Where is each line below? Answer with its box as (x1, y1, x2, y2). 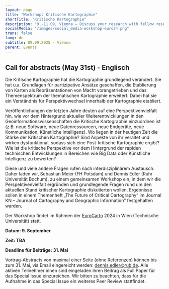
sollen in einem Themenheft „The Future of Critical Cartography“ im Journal (5, 192, 162, 199)
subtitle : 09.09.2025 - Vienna (5, 40, 71, 45)
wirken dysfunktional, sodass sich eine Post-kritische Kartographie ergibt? (5, 140, 159, 146)
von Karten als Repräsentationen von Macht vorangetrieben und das (5, 87, 147, 93)
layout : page (5, 7, 33, 13)
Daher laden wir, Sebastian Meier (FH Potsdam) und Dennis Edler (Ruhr (5, 171, 153, 177)
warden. (5, 203, 23, 209)
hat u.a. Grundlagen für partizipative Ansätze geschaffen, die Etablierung (5, 82, 157, 88)
